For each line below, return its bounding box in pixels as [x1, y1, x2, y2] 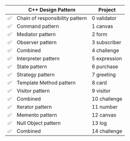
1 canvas [91, 23, 113, 29]
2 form [91, 31, 108, 38]
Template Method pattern [16, 79, 76, 86]
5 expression [91, 55, 122, 62]
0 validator [91, 15, 117, 21]
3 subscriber [91, 39, 122, 46]
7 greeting [91, 71, 116, 78]
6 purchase [91, 63, 119, 70]
